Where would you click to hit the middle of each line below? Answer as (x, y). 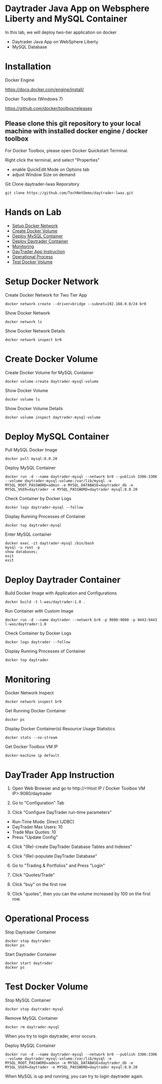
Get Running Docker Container (36, 711)
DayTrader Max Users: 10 (37, 827)
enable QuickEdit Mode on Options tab (51, 169)
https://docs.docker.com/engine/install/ (44, 89)
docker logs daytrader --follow (38, 642)
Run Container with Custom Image (39, 611)
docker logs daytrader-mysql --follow (44, 507)
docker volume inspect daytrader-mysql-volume (53, 417)
